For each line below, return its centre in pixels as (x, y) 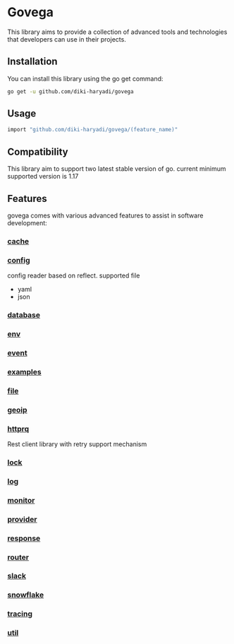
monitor (21, 500)
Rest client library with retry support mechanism (77, 444)
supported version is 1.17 (43, 177)
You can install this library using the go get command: (85, 78)
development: (27, 222)
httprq (18, 429)
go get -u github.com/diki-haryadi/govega (70, 91)
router (18, 557)
